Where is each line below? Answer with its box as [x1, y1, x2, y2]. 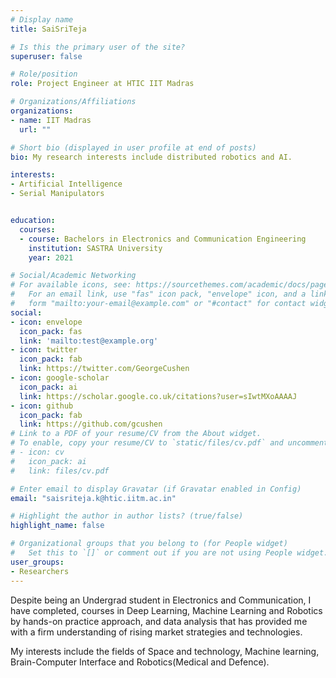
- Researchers [10, 566, 70, 576]
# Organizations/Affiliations [10, 97, 137, 107]
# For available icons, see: [10, 280, 132, 290]
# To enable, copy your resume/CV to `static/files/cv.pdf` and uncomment [10, 438, 329, 448]
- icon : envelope [10, 317, 83, 327]
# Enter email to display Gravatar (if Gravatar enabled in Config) [10, 484, 302, 494]
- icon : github [10, 401, 74, 411]
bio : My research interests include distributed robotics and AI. [10, 152, 293, 162]
